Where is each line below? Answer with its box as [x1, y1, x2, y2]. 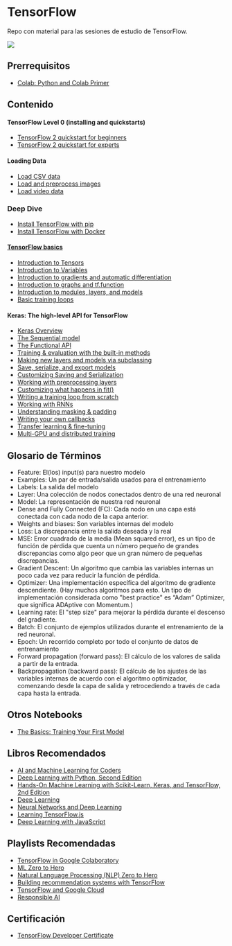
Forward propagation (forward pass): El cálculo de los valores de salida [17, 652, 221, 660]
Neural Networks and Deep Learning [17, 803, 123, 811]
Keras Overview [17, 326, 63, 335]
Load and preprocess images [17, 179, 101, 188]
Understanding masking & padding [17, 408, 116, 416]
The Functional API [17, 341, 71, 350]
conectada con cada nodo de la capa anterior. [17, 512, 149, 520]
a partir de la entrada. [17, 660, 80, 668]
